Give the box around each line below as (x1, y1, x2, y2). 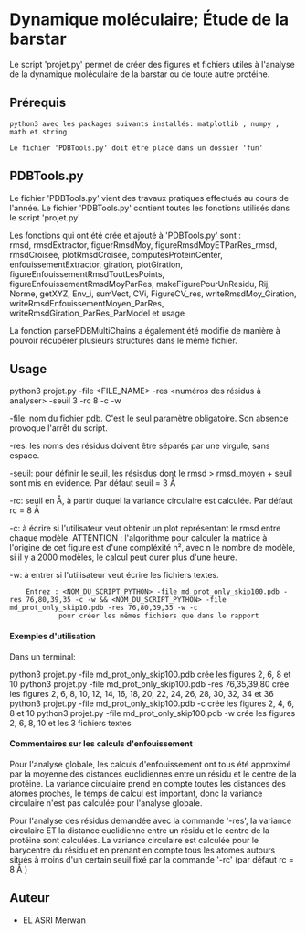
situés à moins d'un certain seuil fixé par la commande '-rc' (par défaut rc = (9, 853, 294, 864)
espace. (9, 450, 40, 461)
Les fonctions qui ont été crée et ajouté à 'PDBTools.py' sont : (9, 230, 242, 241)
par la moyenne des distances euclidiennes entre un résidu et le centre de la (9, 768, 297, 779)
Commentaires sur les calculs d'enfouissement (9, 738, 194, 749)
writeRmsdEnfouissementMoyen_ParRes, (9, 297, 164, 308)
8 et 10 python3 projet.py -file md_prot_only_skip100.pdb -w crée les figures (9, 707, 296, 718)
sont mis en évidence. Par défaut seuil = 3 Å (9, 477, 176, 488)
